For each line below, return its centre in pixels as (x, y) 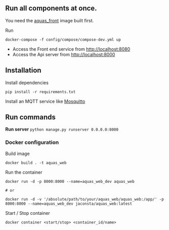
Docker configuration (32, 142)
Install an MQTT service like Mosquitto (45, 101)
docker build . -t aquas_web (36, 163)
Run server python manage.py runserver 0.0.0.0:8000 (62, 129)
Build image (17, 154)
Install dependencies (27, 83)
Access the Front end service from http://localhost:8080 (71, 49)
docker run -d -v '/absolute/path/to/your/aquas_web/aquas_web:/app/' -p (85, 199)
